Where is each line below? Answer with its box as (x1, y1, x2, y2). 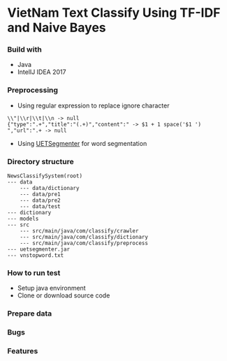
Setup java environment (17, 284, 86, 293)
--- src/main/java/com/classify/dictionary (20, 234, 149, 241)
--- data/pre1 (20, 191, 61, 198)
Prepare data (7, 309, 52, 318)
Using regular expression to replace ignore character (17, 101, 170, 110)
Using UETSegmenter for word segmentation (17, 139, 147, 147)
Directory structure (7, 156, 75, 166)
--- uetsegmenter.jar (7, 246, 71, 253)
